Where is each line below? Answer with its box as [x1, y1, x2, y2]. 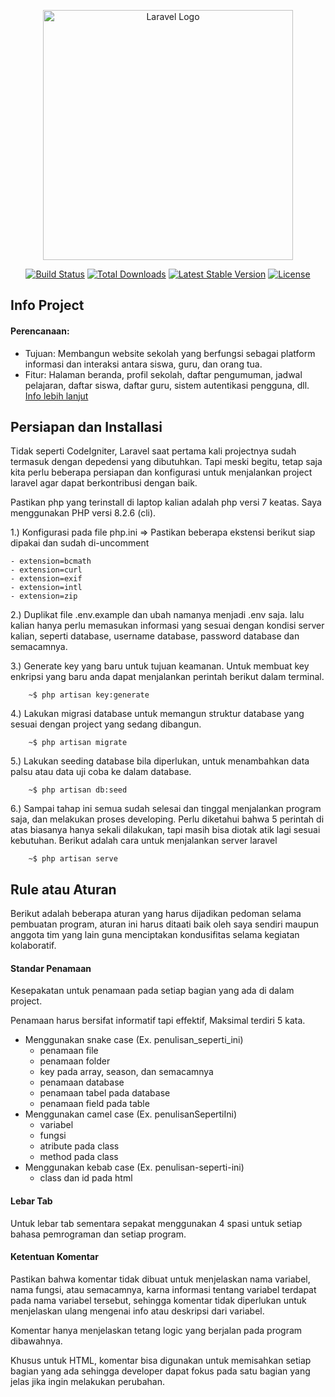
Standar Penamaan [10, 962, 92, 974]
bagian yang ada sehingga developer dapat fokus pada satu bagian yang [10, 1365, 311, 1377]
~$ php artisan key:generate [28, 690, 150, 700]
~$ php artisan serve [28, 854, 118, 864]
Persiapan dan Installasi [10, 418, 163, 435]
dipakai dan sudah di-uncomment [10, 537, 150, 549]
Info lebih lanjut [24, 390, 89, 402]
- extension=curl [10, 565, 83, 575]
